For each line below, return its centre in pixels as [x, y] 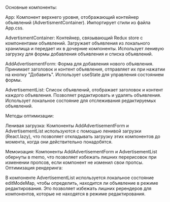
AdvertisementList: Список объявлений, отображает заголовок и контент [84, 90]
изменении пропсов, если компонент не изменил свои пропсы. [74, 162]
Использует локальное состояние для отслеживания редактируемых [81, 100]
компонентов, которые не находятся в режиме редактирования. [75, 194]
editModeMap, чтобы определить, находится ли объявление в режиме [82, 183]
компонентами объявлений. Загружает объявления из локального [78, 43]
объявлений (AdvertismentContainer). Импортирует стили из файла [78, 23]
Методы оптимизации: [30, 116]
